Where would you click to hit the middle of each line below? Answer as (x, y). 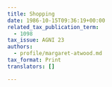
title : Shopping (31, 14)
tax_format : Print (34, 60)
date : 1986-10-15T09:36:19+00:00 (56, 21)
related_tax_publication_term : (53, 27)
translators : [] (31, 66)
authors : (20, 47)
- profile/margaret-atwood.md (58, 54)
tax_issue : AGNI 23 (36, 40)
